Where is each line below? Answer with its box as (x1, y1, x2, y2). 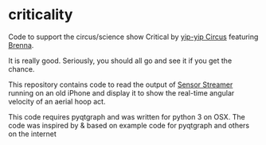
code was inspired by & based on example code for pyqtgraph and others (8, 120, 249, 130)
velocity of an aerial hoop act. (8, 96, 106, 106)
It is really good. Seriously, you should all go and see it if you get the (8, 56, 233, 65)
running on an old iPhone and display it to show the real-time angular (8, 88, 235, 97)
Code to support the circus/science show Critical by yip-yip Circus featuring (8, 32, 259, 41)
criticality (8, 6, 73, 24)
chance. (8, 64, 35, 73)
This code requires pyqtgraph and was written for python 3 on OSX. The (8, 112, 245, 121)
